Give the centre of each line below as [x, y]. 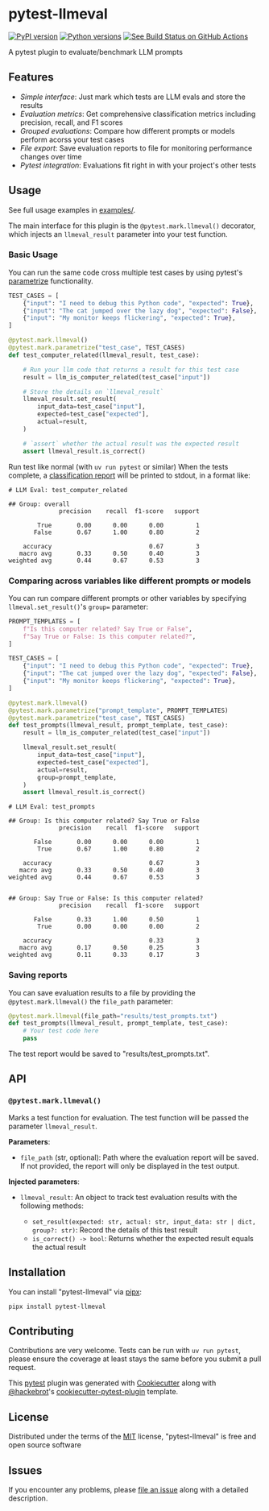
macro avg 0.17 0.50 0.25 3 [109, 948]
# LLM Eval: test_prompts [52, 807]
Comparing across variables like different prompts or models [130, 581]
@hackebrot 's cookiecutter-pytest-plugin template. [93, 1392]
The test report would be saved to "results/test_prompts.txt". [109, 1054]
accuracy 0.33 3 [111, 941]
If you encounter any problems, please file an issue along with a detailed [128, 1490]
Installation [37, 1272]
